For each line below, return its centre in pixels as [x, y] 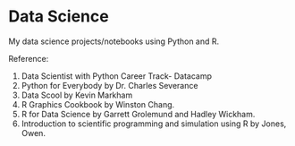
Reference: [29, 58]
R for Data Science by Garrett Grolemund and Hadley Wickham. [138, 114]
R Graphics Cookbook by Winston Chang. [98, 104]
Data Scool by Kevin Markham [77, 95]
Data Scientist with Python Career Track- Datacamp [116, 76]
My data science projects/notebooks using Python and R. [114, 41]
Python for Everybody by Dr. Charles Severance [110, 85]
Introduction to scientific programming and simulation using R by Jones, [154, 124]
